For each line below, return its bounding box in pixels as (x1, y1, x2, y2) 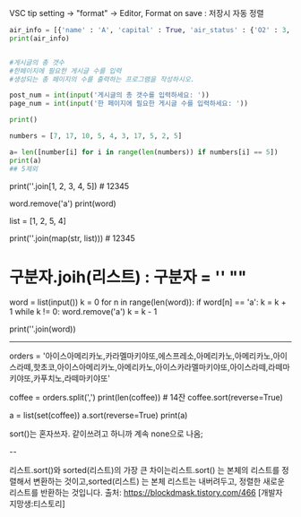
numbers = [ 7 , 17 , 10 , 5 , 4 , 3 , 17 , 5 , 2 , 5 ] (9, 132, 183, 141)
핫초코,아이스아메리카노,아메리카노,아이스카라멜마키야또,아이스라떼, (32, 362, 269, 373)
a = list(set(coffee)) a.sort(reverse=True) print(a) (9, 410, 188, 421)
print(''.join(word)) (9, 323, 76, 334)
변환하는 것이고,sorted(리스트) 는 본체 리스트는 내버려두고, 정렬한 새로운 (32, 476, 285, 487)
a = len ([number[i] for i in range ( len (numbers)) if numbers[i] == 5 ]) (9, 147, 279, 157)
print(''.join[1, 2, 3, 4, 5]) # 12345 (9, 180, 130, 191)
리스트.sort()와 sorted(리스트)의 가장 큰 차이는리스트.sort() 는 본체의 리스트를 (9, 465, 280, 476)
